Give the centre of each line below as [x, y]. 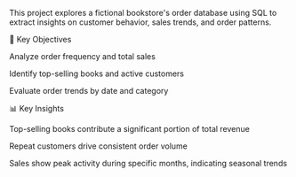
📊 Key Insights [37, 108]
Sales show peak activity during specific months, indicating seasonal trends [148, 163]
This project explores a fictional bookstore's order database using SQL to [143, 13]
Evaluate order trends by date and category [89, 91]
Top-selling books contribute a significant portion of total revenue [130, 129]
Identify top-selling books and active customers [97, 73]
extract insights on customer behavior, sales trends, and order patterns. [140, 22]
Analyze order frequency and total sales [82, 56]
